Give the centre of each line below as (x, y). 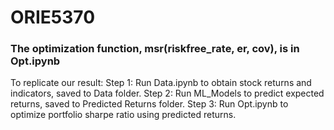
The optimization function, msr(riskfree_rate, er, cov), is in (155, 49)
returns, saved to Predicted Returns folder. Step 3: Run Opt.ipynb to (149, 104)
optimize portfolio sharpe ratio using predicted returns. (123, 115)
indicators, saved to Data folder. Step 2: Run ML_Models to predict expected (167, 93)
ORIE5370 (53, 17)
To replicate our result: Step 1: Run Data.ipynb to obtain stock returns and (161, 83)
